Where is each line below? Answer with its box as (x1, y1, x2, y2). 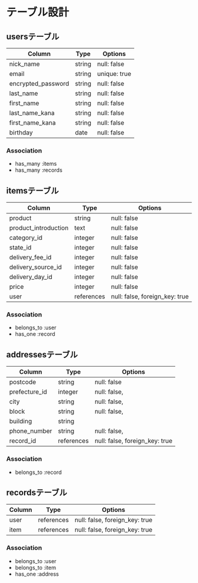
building (9, 417, 32, 426)
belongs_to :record (14, 468, 62, 476)
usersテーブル (6, 31, 60, 42)
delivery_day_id (9, 273, 52, 281)
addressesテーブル (6, 349, 78, 359)
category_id (9, 233, 43, 242)
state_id (9, 244, 32, 252)
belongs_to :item (14, 564, 57, 571)
